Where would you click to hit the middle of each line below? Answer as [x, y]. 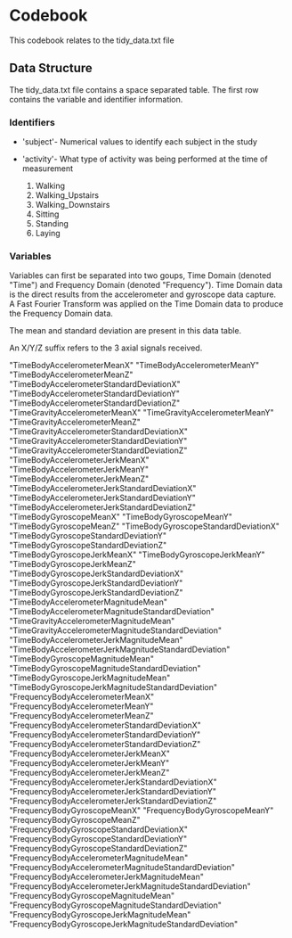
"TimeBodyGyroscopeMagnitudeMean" [81, 659]
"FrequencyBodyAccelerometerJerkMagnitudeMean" [107, 877]
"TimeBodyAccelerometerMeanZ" [71, 374]
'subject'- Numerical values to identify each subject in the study [140, 142]
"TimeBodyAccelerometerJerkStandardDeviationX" [103, 489]
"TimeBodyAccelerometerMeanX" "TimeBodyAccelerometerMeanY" [134, 366]
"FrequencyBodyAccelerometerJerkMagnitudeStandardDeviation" [130, 886]
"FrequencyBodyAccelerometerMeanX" [82, 697]
